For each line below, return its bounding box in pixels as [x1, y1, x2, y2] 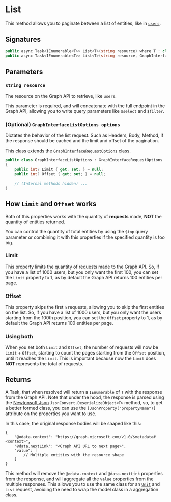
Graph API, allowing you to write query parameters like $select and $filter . [5, 108, 164, 114]
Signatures [5, 35, 41, 44]
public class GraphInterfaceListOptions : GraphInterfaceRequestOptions [5, 158, 163, 163]
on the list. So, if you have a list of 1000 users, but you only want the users [5, 309, 161, 316]
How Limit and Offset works [5, 200, 97, 209]
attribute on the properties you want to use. [5, 410, 97, 417]
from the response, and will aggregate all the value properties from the [5, 476, 154, 482]
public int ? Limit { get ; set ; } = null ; [14, 167, 104, 172]
